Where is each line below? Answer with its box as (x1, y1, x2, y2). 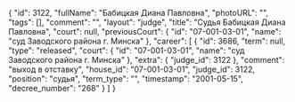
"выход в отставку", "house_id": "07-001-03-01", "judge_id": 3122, (8, 64, 256, 75)
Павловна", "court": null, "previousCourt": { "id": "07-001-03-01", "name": (8, 27, 282, 36)
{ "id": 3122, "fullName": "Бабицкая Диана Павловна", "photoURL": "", (8, 8, 269, 18)
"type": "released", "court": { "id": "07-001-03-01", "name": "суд (8, 45, 245, 56)
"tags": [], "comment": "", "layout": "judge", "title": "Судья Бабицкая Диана (8, 17, 286, 27)
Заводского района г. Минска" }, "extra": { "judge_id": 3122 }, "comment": (8, 55, 285, 65)
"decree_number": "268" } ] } (8, 83, 117, 93)
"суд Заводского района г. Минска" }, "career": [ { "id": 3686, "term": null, (8, 35, 286, 46)
